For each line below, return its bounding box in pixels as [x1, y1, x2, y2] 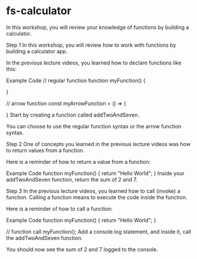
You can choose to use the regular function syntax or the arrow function [6, 122, 182, 129]
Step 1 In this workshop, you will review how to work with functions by [6, 41, 176, 48]
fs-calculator [6, 4, 72, 18]
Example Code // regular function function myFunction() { [6, 77, 146, 84]
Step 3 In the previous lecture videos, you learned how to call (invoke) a [6, 187, 180, 195]
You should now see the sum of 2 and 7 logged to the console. [6, 245, 158, 252]
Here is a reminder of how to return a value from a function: [6, 158, 151, 165]
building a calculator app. [6, 47, 68, 54]
